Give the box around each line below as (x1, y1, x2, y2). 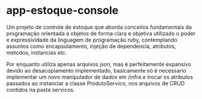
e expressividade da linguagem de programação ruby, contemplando (6, 36, 178, 43)
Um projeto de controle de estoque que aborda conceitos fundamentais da (6, 23, 192, 31)
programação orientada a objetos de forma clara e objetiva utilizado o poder (6, 29, 196, 37)
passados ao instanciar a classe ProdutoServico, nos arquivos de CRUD (6, 79, 185, 87)
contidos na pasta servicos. (6, 86, 75, 93)
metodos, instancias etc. (6, 49, 68, 56)
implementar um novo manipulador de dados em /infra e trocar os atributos (6, 73, 194, 80)
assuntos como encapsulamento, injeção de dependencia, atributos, (6, 43, 177, 50)
